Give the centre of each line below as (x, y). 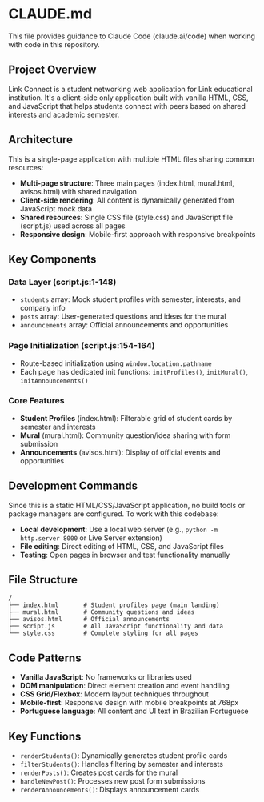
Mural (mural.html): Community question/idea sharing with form (125, 435)
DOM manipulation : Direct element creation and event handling (124, 686)
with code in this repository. (54, 44)
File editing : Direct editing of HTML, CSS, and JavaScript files (122, 546)
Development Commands (73, 486)
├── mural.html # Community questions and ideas (102, 612)
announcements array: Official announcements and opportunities (124, 325)
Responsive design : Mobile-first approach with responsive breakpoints (138, 234)
